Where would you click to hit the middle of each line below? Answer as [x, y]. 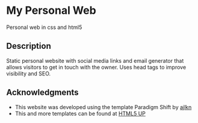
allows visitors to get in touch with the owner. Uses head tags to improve [96, 67]
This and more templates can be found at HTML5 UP [80, 113]
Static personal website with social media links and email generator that [95, 60]
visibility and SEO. [29, 74]
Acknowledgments [43, 93]
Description [29, 46]
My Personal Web [51, 11]
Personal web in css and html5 [44, 27]
